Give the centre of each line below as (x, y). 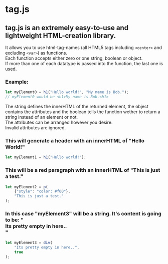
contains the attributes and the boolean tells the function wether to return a (83, 112)
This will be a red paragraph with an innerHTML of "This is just (83, 170)
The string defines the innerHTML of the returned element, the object (77, 107)
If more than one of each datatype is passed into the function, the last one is (84, 63)
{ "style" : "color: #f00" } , (42, 191)
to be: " (15, 220)
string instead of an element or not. (42, 117)
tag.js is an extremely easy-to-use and (67, 28)
